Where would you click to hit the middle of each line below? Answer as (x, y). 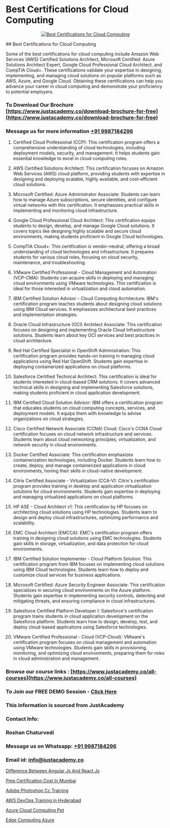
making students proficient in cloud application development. (77, 393)
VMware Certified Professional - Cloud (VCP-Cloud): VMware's (79, 637)
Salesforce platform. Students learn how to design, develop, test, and (85, 622)
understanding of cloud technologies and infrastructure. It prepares (83, 252)
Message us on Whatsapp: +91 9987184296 (61, 746)
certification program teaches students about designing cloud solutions (88, 304)
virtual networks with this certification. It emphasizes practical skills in (86, 205)
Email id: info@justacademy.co (45, 759)
